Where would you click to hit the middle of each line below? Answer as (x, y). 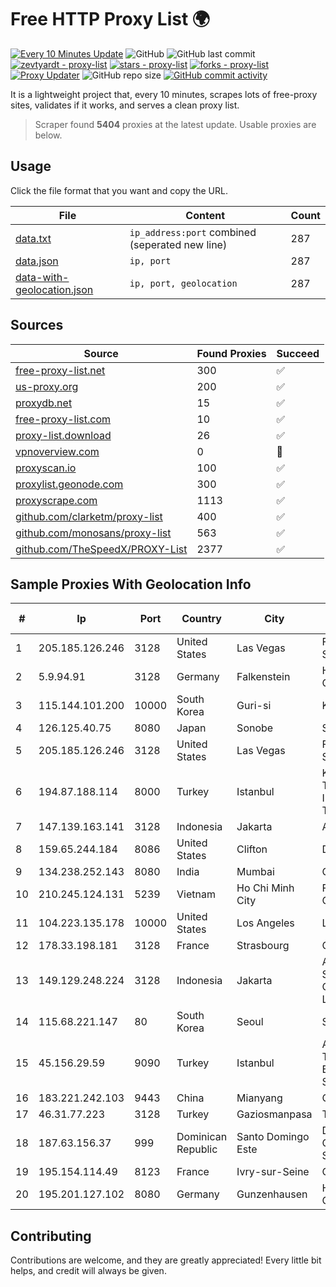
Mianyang (259, 1098)
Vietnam (196, 894)
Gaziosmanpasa (274, 1114)
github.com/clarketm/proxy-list (89, 516)
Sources (37, 325)
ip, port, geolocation (183, 283)
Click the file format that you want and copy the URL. (119, 190)
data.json (37, 261)
